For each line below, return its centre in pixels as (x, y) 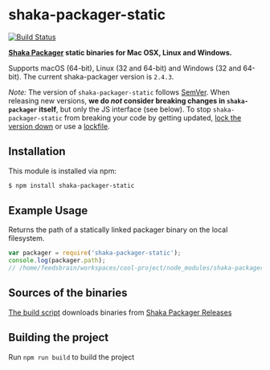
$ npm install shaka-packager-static (72, 185)
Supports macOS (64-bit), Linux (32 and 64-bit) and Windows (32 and (125, 68)
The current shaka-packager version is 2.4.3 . (98, 76)
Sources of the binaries (68, 293)
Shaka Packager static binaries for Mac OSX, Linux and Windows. (120, 52)
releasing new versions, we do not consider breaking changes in (117, 100)
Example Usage (48, 211)
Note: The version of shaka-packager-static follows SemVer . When (119, 92)
